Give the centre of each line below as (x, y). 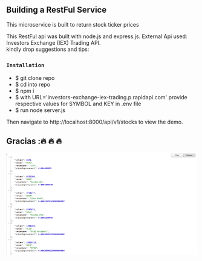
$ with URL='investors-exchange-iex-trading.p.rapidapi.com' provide (101, 97)
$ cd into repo (32, 85)
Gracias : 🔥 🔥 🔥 (34, 141)
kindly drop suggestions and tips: (48, 49)
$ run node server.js (40, 110)
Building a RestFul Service (57, 10)
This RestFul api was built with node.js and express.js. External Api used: (97, 36)
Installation (25, 65)
